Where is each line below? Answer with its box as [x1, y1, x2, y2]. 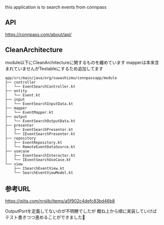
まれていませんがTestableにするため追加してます [5, 65, 104, 71]
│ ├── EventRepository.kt [5, 140, 63, 145]
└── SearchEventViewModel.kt [14, 170, 73, 175]
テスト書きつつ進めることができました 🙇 [5, 214, 86, 221]
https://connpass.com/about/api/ [5, 32, 72, 37]
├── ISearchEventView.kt [14, 166, 65, 171]
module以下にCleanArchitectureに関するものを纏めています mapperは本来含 [5, 59, 159, 65]
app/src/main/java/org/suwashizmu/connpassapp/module [5, 75, 117, 80]
